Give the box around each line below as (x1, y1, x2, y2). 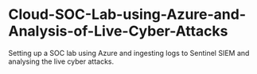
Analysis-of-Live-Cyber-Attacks (8, 22, 228, 40)
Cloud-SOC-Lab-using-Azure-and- (8, 6, 247, 24)
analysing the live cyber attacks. (8, 57, 114, 66)
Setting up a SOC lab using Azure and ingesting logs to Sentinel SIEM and (8, 48, 250, 57)
